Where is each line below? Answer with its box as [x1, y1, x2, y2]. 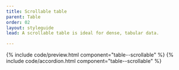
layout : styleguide [6, 24, 54, 31]
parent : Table [6, 14, 41, 20]
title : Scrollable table [6, 8, 67, 15]
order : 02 [6, 19, 31, 25]
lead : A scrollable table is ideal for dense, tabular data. [6, 30, 160, 36]
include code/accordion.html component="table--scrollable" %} [6, 58, 162, 65]
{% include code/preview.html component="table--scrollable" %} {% [6, 51, 174, 58]
